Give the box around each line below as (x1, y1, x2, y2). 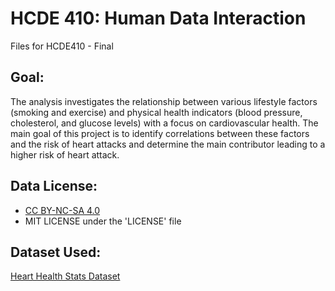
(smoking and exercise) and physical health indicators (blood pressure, (10, 106, 303, 118)
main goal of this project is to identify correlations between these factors (10, 127, 310, 139)
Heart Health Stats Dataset (10, 270, 121, 282)
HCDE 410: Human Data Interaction (10, 7, 307, 30)
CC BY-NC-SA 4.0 (24, 204, 101, 216)
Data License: (10, 178, 98, 195)
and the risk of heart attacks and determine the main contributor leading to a (10, 138, 326, 150)
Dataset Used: (10, 243, 102, 261)
